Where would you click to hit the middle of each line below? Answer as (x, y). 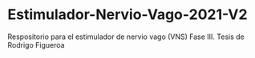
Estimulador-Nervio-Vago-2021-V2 (127, 15)
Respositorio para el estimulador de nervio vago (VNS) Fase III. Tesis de (126, 37)
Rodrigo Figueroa (36, 44)
